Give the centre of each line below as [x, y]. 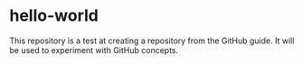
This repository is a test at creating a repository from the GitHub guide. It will [152, 41]
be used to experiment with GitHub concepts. [94, 50]
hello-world [54, 16]
